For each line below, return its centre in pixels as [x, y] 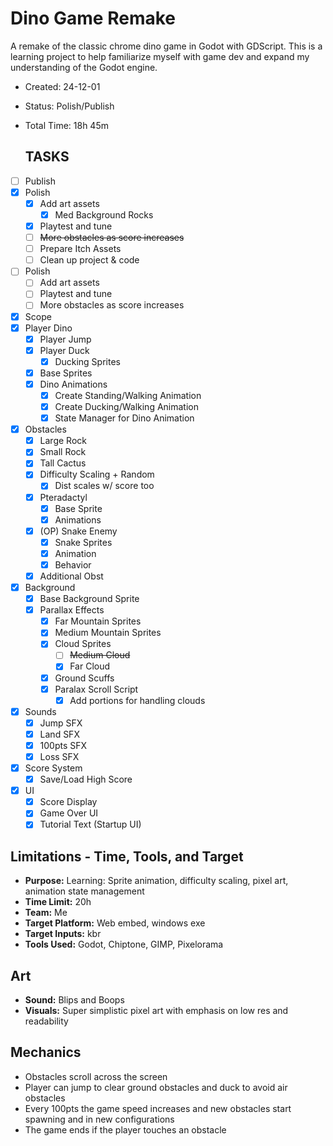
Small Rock [63, 452]
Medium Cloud [100, 655]
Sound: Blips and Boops [74, 1000]
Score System [53, 768]
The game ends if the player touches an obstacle [125, 1129]
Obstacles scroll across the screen [96, 1076]
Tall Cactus [63, 463]
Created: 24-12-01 [62, 86]
